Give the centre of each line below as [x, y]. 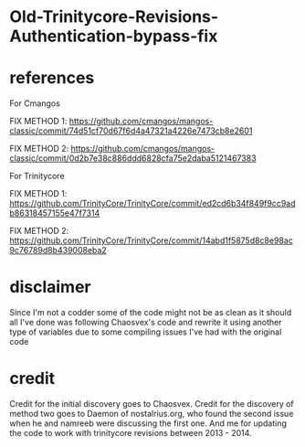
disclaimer [50, 287]
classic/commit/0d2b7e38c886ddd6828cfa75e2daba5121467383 [133, 158]
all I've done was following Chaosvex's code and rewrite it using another [146, 323]
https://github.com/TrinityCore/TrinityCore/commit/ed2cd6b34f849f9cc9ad [152, 204]
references [52, 78]
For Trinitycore [37, 176]
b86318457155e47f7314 [55, 213]
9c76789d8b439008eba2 [58, 250]
